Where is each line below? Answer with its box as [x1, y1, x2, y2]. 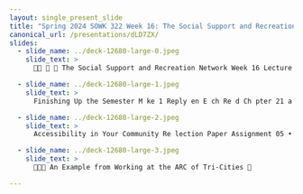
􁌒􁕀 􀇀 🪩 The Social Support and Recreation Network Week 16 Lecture [32, 64, 293, 73]
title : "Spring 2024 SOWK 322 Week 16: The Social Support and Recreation [9, 22, 297, 31]
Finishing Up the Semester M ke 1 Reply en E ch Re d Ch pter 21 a [32, 97, 293, 106]
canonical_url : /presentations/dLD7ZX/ [9, 30, 160, 39]
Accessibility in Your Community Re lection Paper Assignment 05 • [32, 130, 293, 139]
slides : [9, 38, 39, 48]
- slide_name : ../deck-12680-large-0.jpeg [17, 47, 179, 56]
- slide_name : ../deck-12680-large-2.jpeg [17, 113, 179, 122]
